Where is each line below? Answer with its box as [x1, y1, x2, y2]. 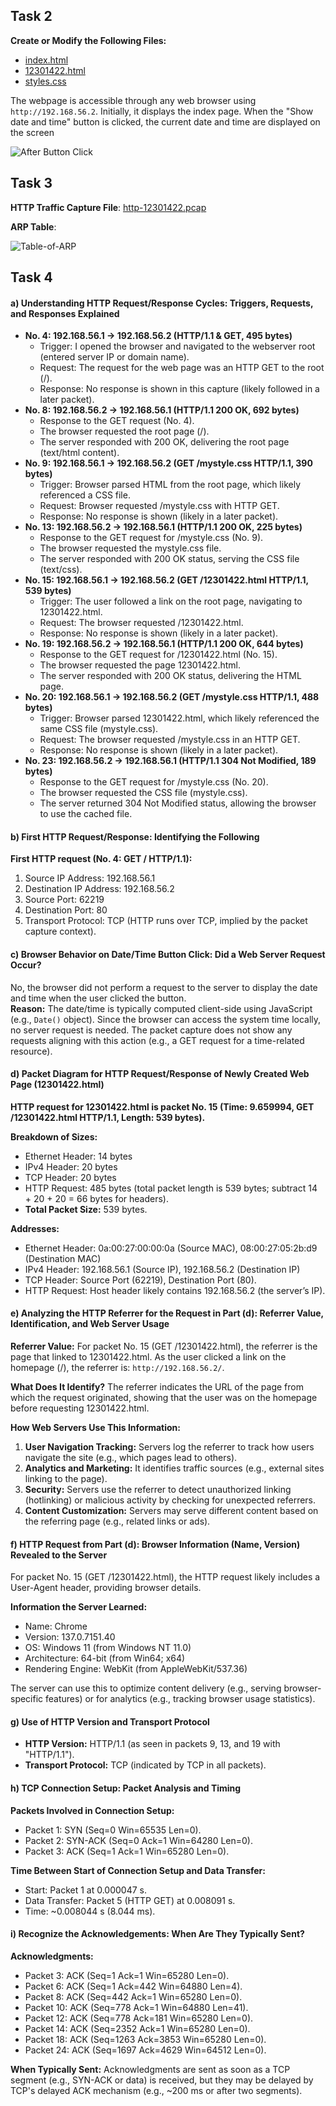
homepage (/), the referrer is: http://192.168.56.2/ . [10, 1362, 225, 1374]
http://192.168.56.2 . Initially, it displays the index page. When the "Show [10, 105, 314, 117]
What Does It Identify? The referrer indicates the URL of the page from [10, 1381, 304, 1393]
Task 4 [10, 269, 53, 286]
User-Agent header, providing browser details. [10, 1582, 202, 1594]
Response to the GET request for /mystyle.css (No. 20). [39, 776, 269, 788]
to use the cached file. [39, 808, 133, 820]
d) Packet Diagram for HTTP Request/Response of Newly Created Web [10, 1068, 310, 1080]
